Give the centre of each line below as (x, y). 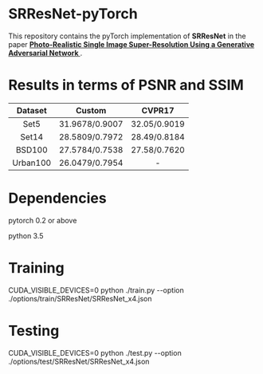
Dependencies (57, 198)
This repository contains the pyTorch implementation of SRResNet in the (127, 36)
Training (37, 268)
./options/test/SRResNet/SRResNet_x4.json (79, 361)
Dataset (32, 110)
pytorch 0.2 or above (43, 220)
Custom (91, 110)
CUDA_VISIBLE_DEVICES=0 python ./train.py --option (96, 290)
